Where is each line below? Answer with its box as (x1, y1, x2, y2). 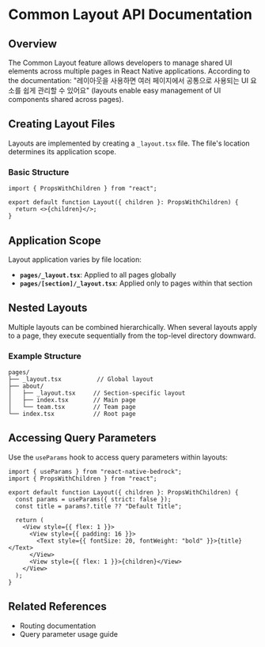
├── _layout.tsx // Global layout (8, 376, 154, 384)
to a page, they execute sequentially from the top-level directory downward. (8, 331, 256, 340)
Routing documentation (19, 621, 97, 630)
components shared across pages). (8, 95, 124, 104)
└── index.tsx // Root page (8, 410, 136, 418)
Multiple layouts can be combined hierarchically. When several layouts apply (8, 322, 258, 331)
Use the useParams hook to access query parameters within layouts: (8, 452, 228, 462)
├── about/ (8, 382, 44, 391)
